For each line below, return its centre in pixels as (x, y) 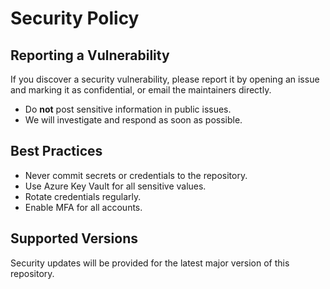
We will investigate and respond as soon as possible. (133, 120)
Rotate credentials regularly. (83, 196)
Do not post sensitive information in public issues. (128, 109)
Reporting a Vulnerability (90, 55)
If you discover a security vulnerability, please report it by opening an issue (165, 79)
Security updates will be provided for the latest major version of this (150, 263)
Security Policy (75, 18)
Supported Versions (74, 238)
